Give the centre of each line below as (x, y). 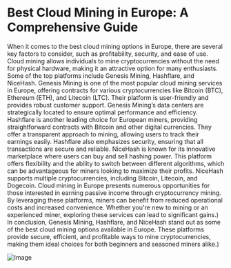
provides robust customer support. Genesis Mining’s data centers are (106, 105)
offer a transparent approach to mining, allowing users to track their (103, 134)
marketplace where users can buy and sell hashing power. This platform (110, 156)
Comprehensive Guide (73, 27)
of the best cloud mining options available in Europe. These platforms (106, 229)
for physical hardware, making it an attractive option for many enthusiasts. (113, 68)
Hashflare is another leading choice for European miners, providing (102, 119)
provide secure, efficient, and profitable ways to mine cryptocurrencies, (109, 236)
